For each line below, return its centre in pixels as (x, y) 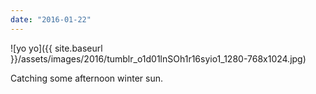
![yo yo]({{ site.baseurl (56, 48)
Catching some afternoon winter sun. (86, 78)
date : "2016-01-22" (51, 19)
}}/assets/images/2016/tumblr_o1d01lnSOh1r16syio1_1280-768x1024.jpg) (158, 58)
